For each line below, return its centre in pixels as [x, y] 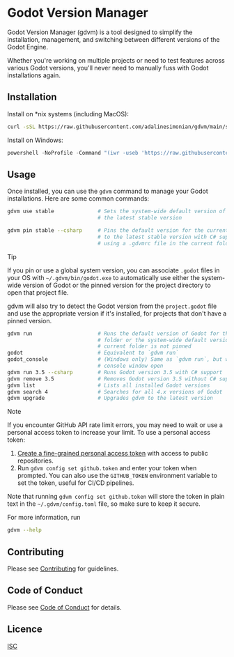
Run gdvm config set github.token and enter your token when [107, 468]
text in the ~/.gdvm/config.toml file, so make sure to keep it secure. [104, 504]
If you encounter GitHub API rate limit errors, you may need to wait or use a [115, 425]
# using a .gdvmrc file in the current [155, 243]
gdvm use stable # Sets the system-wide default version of [117, 211]
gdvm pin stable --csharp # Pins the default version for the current [118, 231]
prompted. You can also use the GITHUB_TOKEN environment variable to [117, 476]
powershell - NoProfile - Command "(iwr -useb [73, 153]
